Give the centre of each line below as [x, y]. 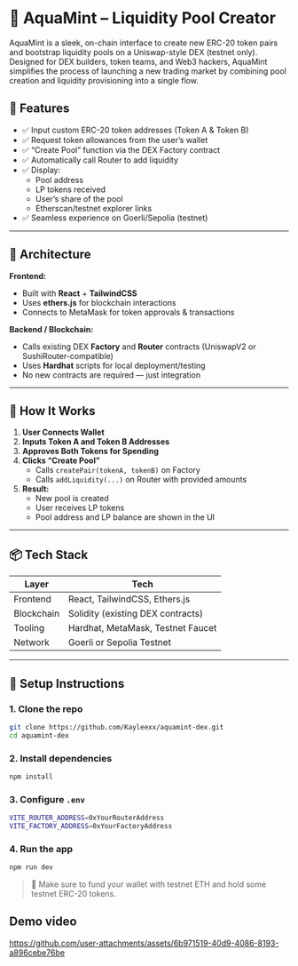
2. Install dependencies [61, 758]
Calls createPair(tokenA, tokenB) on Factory [118, 470]
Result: [35, 489]
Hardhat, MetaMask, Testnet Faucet [142, 628]
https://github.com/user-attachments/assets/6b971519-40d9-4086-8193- [144, 943]
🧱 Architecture [50, 255]
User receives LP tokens [80, 508]
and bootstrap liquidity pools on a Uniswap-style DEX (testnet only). [133, 52]
